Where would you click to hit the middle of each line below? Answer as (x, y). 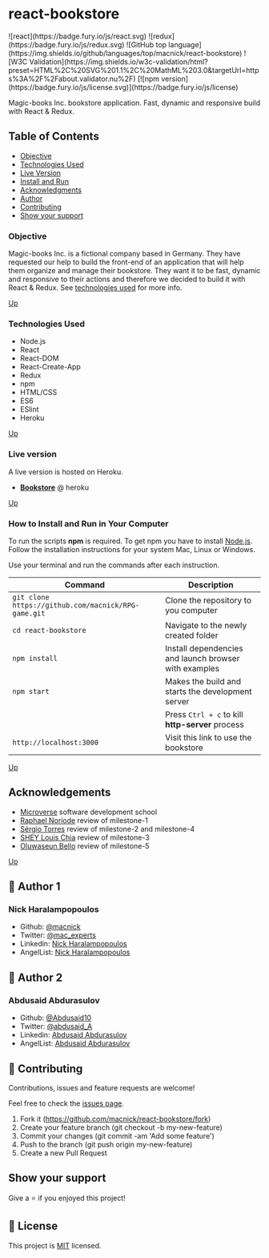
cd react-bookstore (49, 630)
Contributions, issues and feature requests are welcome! (102, 1087)
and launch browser (203, 658)
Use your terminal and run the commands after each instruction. (114, 565)
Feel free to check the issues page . (66, 1103)
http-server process (205, 724)
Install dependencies (204, 648)
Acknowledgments (51, 190)
